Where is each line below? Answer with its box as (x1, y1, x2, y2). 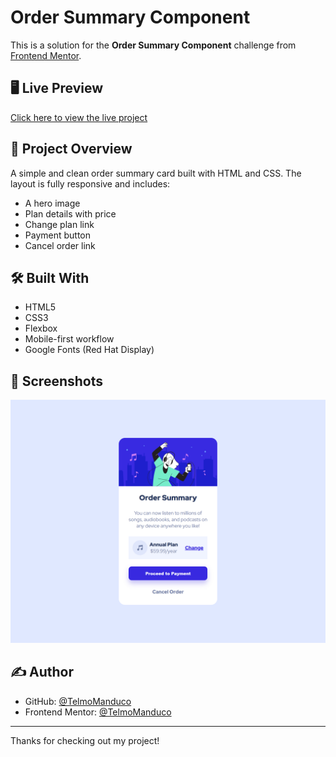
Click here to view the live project (10, 111, 148, 123)
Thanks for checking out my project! (10, 734, 160, 746)
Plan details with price (24, 207, 117, 220)
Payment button (24, 229, 92, 241)
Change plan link (24, 218, 95, 230)
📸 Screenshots (10, 372, 104, 390)
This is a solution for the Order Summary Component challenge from (10, 39, 297, 51)
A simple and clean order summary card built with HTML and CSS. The (10, 167, 302, 179)
